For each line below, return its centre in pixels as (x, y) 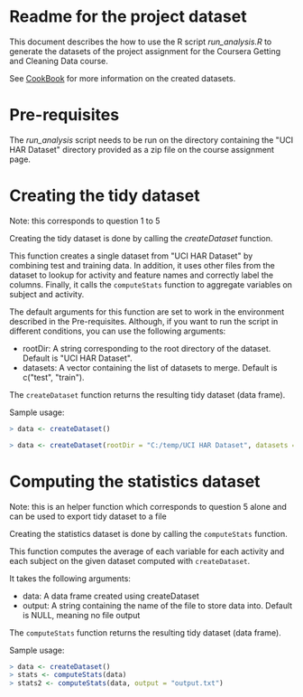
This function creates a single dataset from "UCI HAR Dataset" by (131, 256)
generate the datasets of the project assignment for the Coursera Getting (145, 51)
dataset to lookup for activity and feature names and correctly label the (141, 275)
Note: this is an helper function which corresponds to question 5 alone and (148, 506)
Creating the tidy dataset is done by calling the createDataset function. (141, 238)
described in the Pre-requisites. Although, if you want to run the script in (144, 321)
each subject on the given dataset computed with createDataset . (130, 560)
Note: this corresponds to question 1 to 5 (85, 221)
